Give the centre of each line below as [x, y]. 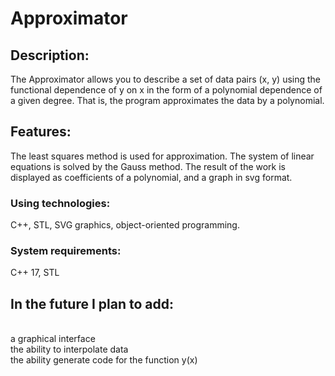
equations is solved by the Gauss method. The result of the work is [148, 166]
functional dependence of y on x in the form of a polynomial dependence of [166, 90]
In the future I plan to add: [92, 303]
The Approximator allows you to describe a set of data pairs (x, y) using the [166, 79]
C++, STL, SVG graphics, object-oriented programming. [125, 225]
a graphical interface [53, 339]
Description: [50, 55]
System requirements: [66, 251]
